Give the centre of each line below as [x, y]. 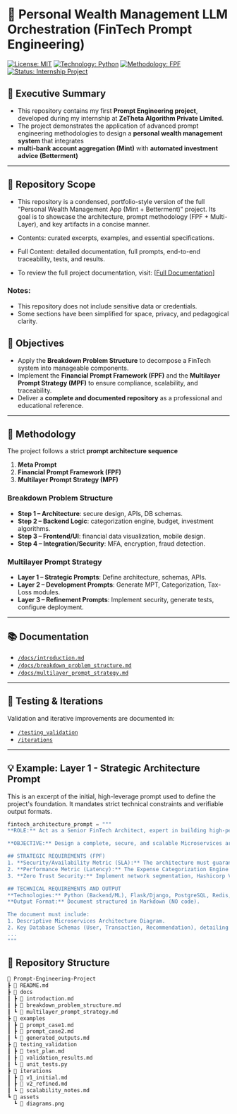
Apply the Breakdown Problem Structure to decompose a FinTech [114, 360]
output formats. [30, 811]
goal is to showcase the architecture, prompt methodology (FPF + [113, 216]
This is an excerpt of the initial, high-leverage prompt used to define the [112, 796]
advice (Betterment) [48, 155]
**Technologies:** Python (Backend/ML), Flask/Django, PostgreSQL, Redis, [120, 895]
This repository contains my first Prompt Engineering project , [108, 110]
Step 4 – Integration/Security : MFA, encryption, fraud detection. [111, 544]
